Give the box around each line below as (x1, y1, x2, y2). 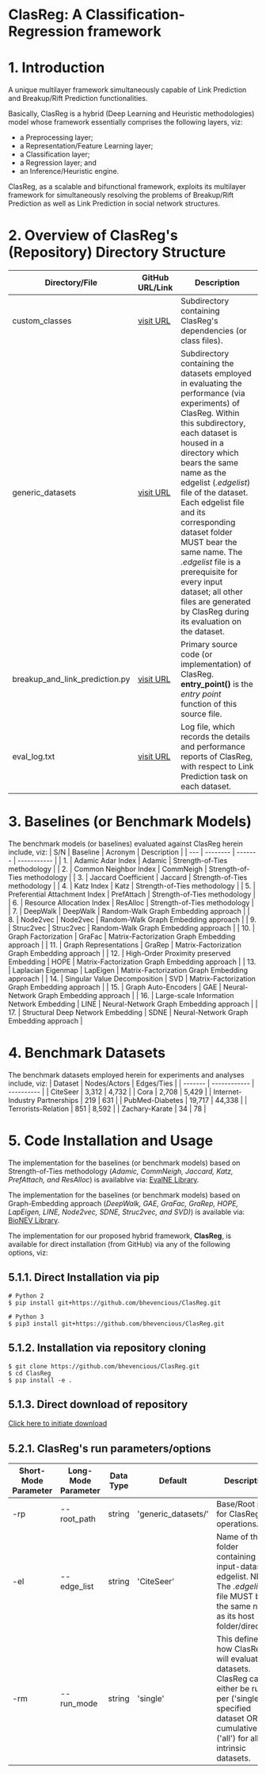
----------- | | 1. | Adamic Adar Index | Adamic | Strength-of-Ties (17, 856, 228, 865)
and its (180, 507, 206, 518)
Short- (18, 1465, 46, 1476)
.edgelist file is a (180, 557, 241, 568)
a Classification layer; (19, 149, 90, 160)
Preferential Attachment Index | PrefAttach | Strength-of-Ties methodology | (8, 889, 256, 899)
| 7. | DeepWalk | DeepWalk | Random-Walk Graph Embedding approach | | (8, 907, 251, 916)
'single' (137, 1693, 165, 1704)
